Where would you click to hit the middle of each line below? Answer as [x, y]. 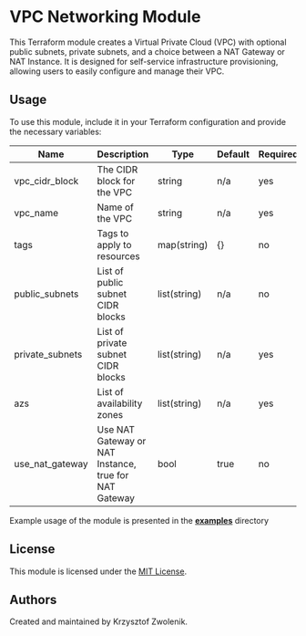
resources [119, 255]
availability [120, 403]
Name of [115, 207]
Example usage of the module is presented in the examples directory [139, 520]
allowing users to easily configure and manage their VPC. [117, 71]
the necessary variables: [56, 131]
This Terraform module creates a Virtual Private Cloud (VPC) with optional [148, 42]
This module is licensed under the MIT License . [98, 571]
